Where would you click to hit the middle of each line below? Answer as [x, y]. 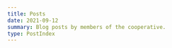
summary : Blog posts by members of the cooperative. [87, 27]
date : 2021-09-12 [33, 20]
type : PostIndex [31, 34]
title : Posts [27, 14]
